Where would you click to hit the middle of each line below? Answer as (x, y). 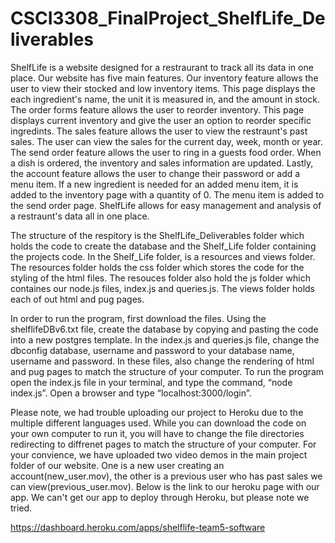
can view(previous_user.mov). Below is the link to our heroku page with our (165, 486)
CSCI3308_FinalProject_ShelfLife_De (168, 18)
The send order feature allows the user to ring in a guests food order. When (166, 152)
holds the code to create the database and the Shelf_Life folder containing (163, 246)
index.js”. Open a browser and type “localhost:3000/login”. (131, 393)
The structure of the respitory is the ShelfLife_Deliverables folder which (157, 235)
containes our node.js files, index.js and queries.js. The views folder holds (162, 288)
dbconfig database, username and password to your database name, (152, 350)
